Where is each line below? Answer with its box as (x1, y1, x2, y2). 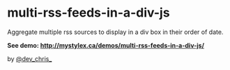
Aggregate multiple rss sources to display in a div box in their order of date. (7, 28, 224, 36)
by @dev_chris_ (7, 54, 52, 63)
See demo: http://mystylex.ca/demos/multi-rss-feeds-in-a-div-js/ (7, 41, 204, 49)
